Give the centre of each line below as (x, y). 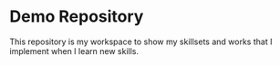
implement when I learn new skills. (74, 51)
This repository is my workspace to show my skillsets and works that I (141, 42)
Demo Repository (77, 17)
